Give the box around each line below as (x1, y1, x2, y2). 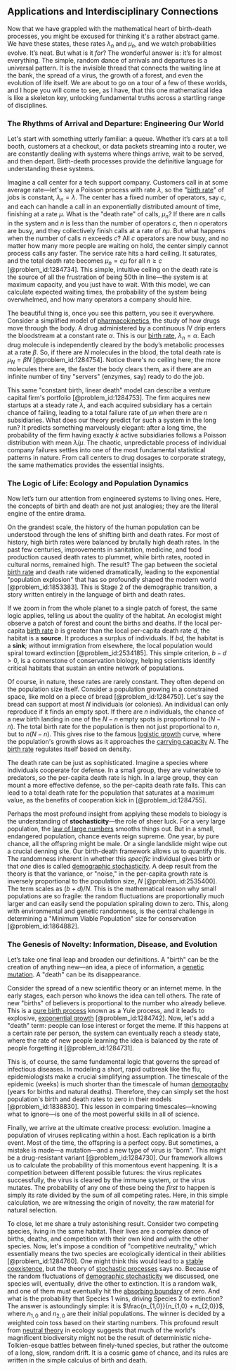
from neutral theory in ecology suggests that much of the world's (7, 1326, 196, 1334)
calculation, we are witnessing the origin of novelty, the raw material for (7, 1198, 214, 1207)
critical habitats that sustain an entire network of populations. (7, 664, 185, 672)
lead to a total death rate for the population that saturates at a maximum (7, 788, 216, 797)
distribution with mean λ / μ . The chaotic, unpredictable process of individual (7, 438, 227, 447)
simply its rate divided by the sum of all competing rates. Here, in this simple (7, 1191, 228, 1200)
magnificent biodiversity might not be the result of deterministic (7, 1334, 192, 1342)
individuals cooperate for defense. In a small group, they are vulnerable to (7, 766, 221, 774)
